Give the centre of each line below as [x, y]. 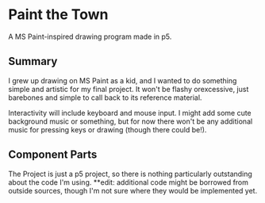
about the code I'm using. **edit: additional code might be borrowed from [128, 182]
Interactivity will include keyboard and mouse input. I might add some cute [130, 113]
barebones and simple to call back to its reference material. [105, 98]
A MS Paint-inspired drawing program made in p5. [90, 36]
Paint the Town [58, 15]
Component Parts [53, 155]
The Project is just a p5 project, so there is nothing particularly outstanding [130, 174]
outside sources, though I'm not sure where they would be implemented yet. [133, 190]
